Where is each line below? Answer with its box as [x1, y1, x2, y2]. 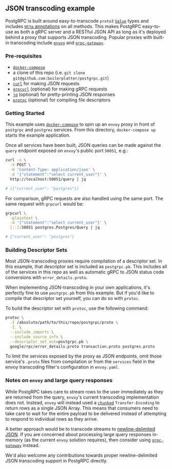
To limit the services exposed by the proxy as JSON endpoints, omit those [5, 353, 162, 359]
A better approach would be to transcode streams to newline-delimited [5, 426, 156, 432]
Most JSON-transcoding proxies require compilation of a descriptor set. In [5, 258, 163, 264]
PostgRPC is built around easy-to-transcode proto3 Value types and [5, 17, 149, 24]
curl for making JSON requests [12, 81, 80, 87]
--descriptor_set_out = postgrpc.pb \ [10, 339, 88, 344]
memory [5, 437, 23, 443]
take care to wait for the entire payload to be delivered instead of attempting [5, 410, 167, 417]
